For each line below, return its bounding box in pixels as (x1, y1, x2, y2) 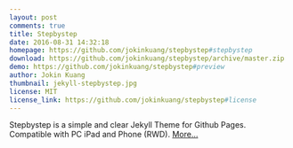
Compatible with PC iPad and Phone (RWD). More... (9, 129, 199, 140)
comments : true (9, 21, 66, 30)
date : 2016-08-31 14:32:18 (9, 37, 110, 47)
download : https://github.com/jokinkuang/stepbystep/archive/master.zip (9, 54, 285, 63)
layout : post (9, 12, 58, 22)
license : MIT (9, 87, 58, 96)
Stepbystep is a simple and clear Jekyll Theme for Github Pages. (9, 120, 247, 130)
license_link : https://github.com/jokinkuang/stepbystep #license (9, 95, 256, 105)
